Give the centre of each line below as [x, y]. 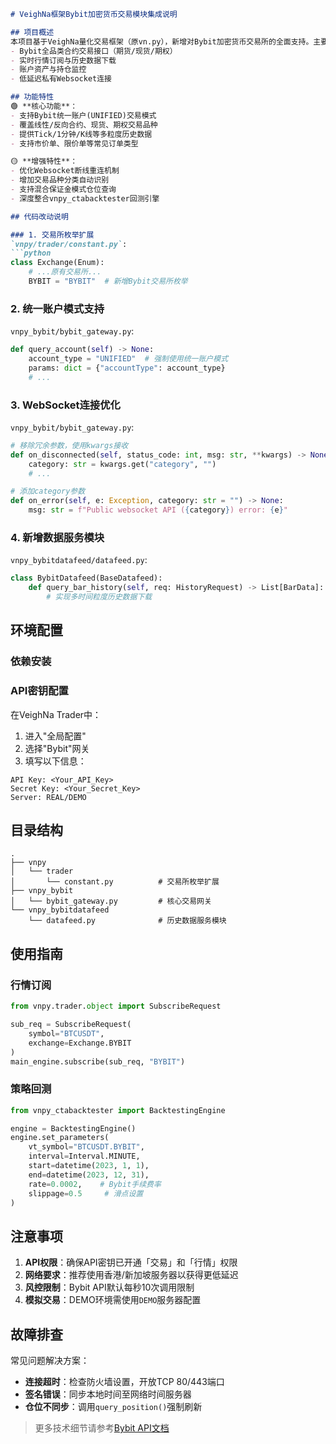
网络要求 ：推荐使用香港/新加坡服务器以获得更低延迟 [131, 1275]
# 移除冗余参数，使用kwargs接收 [69, 445]
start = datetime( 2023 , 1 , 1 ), [89, 1166]
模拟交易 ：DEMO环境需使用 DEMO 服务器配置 [113, 1300]
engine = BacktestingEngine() [73, 1128]
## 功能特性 [32, 97]
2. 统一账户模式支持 [57, 308]
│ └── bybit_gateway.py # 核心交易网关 [111, 901]
